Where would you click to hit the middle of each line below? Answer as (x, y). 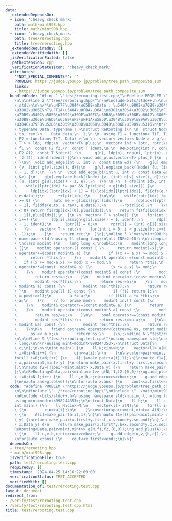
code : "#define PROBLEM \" (39, 386)
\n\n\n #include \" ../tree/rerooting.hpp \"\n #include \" (76, 391)
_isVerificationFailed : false (42, 58)
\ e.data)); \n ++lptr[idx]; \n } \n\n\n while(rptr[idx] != (90, 196)
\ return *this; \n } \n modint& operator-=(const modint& (89, 258)
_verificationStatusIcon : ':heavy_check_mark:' (62, 67)
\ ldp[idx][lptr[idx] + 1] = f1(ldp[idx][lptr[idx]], (79, 191)
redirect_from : (21, 496)
